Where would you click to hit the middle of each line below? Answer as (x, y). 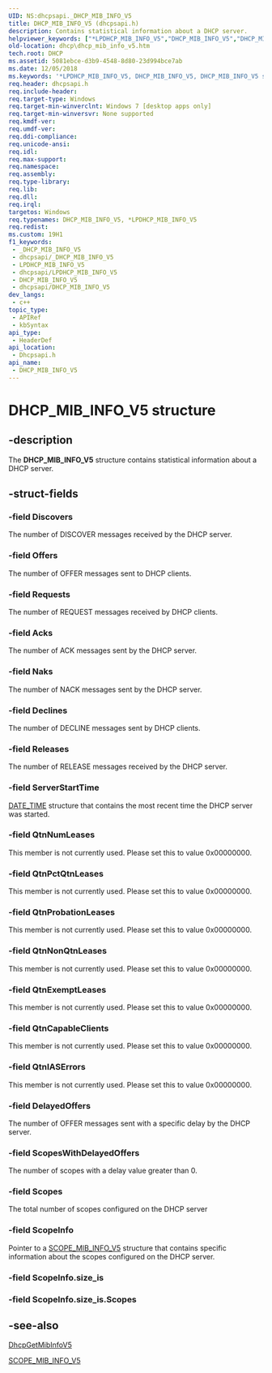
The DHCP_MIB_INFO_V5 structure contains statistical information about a (133, 460)
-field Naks (31, 671)
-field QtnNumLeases (52, 835)
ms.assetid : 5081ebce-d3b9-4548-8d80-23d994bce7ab (96, 62)
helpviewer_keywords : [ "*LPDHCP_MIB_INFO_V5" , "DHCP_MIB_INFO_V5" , (123, 39)
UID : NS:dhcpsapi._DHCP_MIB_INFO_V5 (70, 16)
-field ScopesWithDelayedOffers (74, 1152)
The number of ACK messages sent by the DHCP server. (102, 650)
